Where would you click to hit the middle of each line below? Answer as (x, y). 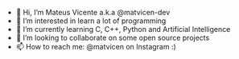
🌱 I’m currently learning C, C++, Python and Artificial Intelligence (123, 29)
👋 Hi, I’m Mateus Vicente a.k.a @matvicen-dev (93, 12)
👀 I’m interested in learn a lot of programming (91, 21)
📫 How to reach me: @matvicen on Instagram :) (96, 47)
